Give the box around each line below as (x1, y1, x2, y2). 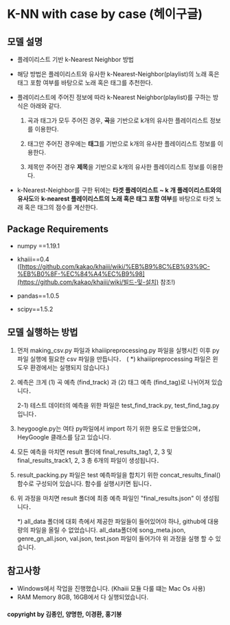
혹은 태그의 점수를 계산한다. (24, 204, 98, 211)
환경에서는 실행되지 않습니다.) (30, 363, 110, 371)
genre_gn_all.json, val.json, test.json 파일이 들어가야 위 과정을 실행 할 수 (16, 534, 214, 542)
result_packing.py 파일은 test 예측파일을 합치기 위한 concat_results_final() (16, 470, 221, 479)
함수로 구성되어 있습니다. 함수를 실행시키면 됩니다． (16, 479, 156, 487)
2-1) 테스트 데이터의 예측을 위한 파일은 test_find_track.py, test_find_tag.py (16, 401, 220, 409)
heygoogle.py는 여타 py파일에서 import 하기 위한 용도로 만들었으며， (16, 424, 205, 432)
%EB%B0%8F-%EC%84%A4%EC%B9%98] (16, 270, 146, 278)
